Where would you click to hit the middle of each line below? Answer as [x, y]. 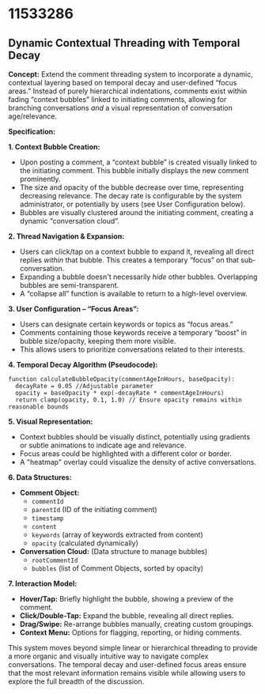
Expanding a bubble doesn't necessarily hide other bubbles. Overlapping [138, 277]
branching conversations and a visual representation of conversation [121, 108]
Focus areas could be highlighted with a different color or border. [125, 454]
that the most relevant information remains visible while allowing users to [127, 673]
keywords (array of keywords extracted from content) [117, 535]
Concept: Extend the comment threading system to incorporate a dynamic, [131, 74]
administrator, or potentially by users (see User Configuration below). [132, 204]
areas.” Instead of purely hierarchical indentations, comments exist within [128, 91]
